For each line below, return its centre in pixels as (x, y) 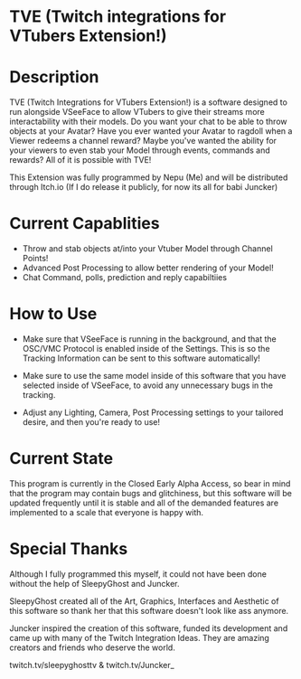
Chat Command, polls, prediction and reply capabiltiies (125, 278)
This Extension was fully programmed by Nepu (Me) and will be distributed (149, 177)
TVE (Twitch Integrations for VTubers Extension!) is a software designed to (148, 102)
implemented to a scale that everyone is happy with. (107, 512)
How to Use (53, 314)
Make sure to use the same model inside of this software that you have (154, 376)
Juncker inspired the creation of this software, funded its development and (149, 628)
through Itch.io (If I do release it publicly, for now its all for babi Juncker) (144, 187)
